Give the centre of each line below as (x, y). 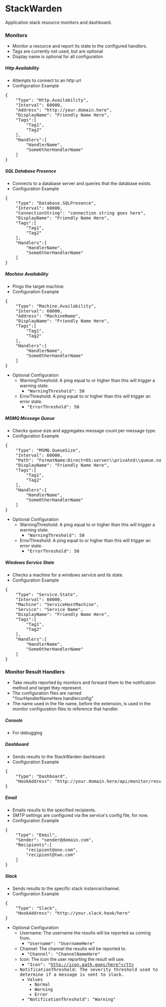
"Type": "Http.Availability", (52, 100)
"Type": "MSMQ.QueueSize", (48, 450)
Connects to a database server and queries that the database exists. (82, 184)
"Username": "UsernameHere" (61, 944)
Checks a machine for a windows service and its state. (68, 575)
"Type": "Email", (37, 835)
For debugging (27, 733)
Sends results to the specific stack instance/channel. (66, 888)
